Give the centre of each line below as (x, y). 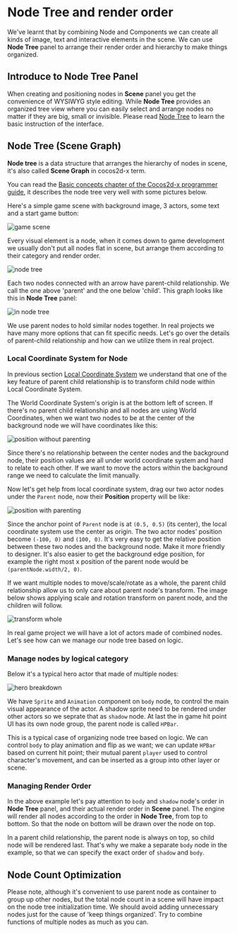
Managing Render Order (49, 786)
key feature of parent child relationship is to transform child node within (111, 381)
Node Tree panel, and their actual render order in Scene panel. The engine (116, 809)
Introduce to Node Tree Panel (73, 77)
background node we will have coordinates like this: (83, 425)
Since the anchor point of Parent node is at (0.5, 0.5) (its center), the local (117, 523)
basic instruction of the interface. (56, 124)
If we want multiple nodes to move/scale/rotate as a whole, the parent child (117, 583)
